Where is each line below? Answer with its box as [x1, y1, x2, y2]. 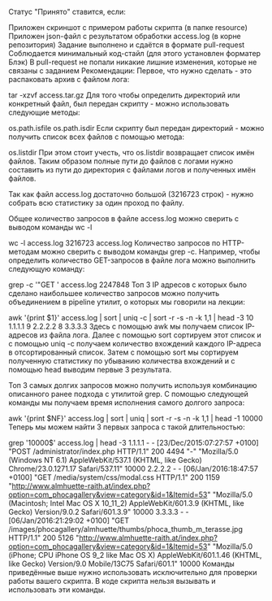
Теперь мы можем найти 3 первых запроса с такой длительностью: [8, 422, 245, 432]
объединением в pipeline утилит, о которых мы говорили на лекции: [8, 297, 245, 307]
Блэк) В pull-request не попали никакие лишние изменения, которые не [8, 57, 257, 67]
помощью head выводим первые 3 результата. [8, 365, 172, 374]
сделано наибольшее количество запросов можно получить [8, 289, 220, 298]
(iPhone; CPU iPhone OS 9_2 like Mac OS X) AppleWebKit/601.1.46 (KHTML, [8, 551, 262, 560]
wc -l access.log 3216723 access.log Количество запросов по [8, 238, 221, 247]
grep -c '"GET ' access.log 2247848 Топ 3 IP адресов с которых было [8, 280, 248, 290]
